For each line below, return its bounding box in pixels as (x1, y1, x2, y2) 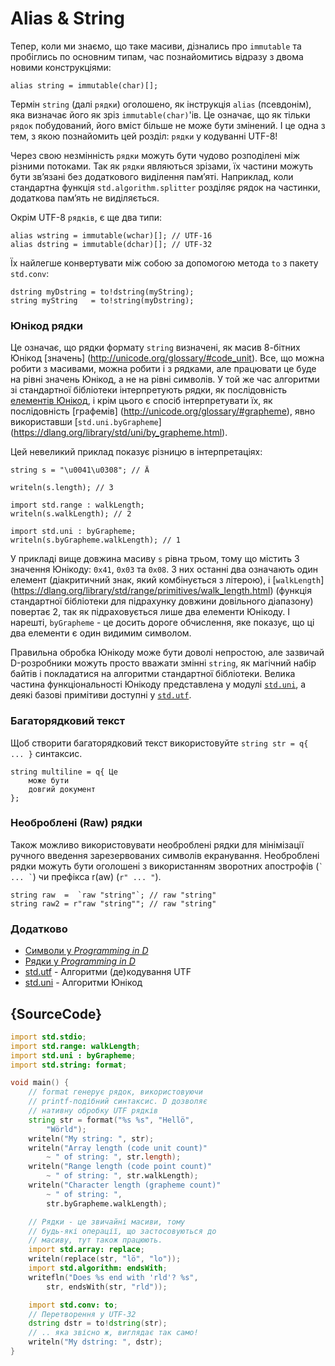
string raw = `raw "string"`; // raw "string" (10, 890, 217, 900)
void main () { (10, 1078, 70, 1088)
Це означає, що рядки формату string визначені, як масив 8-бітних (10, 342, 301, 354)
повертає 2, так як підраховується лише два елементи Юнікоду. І (10, 606, 291, 618)
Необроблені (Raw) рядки (10, 816, 143, 830)
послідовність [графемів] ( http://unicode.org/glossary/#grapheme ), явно (10, 405, 316, 417)
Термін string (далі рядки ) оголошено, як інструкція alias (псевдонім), (10, 98, 312, 110)
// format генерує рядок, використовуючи (28, 1087, 203, 1097)
